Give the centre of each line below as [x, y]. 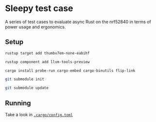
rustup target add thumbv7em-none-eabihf [47, 53]
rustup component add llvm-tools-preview [47, 62]
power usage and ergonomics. [36, 27]
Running [18, 103]
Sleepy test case [39, 8]
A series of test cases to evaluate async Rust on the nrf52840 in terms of [78, 22]
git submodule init [25, 79]
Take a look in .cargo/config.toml [39, 114]
